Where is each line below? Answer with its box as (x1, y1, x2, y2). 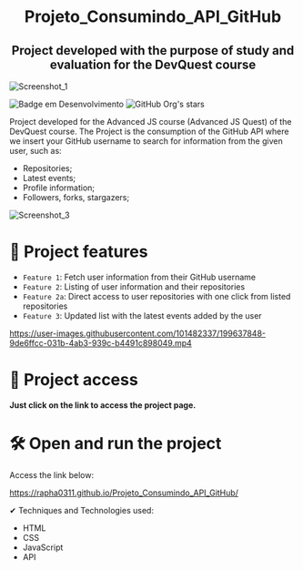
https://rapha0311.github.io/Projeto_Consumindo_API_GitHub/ (9, 487, 239, 498)
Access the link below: (9, 469, 94, 480)
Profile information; (22, 182, 96, 193)
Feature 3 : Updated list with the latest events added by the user (22, 310, 262, 321)
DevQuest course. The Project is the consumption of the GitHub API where (9, 126, 289, 137)
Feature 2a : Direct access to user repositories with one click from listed (22, 290, 291, 301)
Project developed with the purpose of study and (11, 43, 295, 58)
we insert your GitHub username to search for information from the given (9, 136, 284, 147)
